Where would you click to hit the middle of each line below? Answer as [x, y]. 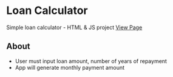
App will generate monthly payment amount [70, 67]
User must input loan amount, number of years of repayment [91, 61]
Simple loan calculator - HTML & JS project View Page [74, 27]
